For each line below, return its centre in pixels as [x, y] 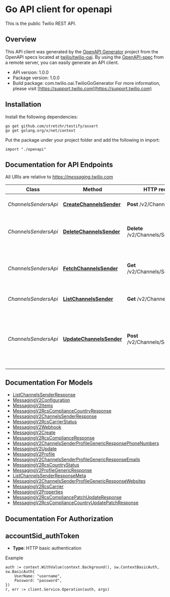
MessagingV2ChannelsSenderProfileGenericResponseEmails [76, 460]
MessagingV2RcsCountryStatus [46, 465]
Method [92, 190]
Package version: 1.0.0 [36, 78]
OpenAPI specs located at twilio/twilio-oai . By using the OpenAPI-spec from [84, 57]
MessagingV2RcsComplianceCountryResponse [62, 411]
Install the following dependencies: [42, 117]
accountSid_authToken [42, 536]
